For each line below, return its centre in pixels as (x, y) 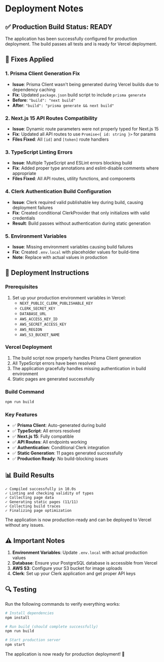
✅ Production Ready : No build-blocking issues (60, 459)
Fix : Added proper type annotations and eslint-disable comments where (85, 168)
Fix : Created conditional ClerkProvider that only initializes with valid (81, 212)
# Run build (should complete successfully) (52, 626)
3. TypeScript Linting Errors (39, 152)
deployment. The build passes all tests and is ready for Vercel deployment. (81, 44)
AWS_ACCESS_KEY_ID (39, 319)
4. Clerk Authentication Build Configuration (58, 192)
